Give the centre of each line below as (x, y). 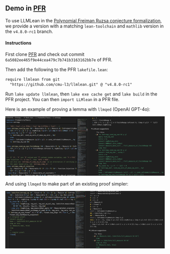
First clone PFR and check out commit (45, 54)
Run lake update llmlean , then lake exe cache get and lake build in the (81, 94)
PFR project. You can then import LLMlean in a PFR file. (62, 100)
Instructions (18, 43)
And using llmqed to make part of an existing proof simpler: (67, 184)
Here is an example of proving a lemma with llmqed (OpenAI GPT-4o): (78, 109)
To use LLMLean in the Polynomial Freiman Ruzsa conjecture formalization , (83, 20)
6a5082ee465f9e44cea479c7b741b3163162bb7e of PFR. (59, 60)
